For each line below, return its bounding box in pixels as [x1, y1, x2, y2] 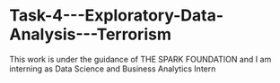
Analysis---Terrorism [9, 24, 172, 45]
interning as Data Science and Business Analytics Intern [9, 63, 216, 74]
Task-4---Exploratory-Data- [9, 5, 224, 26]
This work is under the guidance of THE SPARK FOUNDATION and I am [9, 54, 272, 64]
